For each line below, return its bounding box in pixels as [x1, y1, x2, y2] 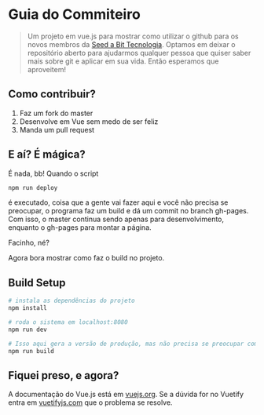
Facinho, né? [8, 238, 49, 248]
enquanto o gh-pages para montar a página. [8, 223, 152, 232]
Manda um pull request [19, 125, 95, 134]
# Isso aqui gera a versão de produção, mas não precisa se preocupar [8, 340, 244, 348]
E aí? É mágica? [8, 147, 86, 162]
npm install [8, 304, 47, 312]
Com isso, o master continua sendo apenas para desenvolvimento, [8, 214, 225, 224]
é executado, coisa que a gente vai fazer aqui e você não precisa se [8, 198, 229, 207]
